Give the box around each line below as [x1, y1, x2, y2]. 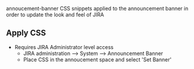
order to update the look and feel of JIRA [6, 11, 104, 18]
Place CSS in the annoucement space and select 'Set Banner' [23, 56, 172, 63]
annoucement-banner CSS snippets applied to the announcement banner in [6, 5, 189, 12]
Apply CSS [6, 28, 46, 38]
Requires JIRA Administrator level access [14, 43, 114, 50]
